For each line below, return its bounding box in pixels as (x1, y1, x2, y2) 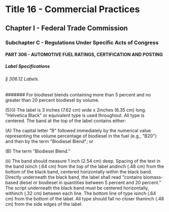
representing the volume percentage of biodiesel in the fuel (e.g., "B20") (5, 133, 157, 139)
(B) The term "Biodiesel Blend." (5, 148, 71, 154)
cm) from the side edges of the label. (5, 201, 83, 207)
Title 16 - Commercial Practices (5, 4, 140, 15)
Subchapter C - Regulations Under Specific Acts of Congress (5, 39, 159, 46)
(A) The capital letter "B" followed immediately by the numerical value (5, 127, 151, 133)
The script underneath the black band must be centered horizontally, (5, 185, 149, 191)
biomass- (143, 174, 163, 180)
